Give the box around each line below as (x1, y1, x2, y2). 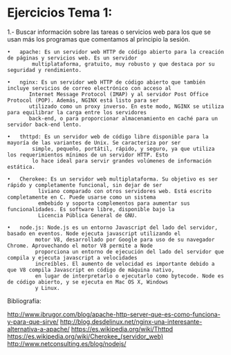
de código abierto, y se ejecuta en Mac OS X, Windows (7, 278, 169, 285)
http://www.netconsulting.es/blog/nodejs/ (7, 339, 127, 347)
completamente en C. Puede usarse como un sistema (7, 194, 156, 201)
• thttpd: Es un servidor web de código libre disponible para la (7, 133, 209, 140)
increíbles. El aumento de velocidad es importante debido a (35, 260, 215, 267)
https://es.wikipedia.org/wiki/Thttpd (71, 325, 174, 333)
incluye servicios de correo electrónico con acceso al (7, 84, 172, 91)
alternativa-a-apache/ (7, 325, 70, 333)
